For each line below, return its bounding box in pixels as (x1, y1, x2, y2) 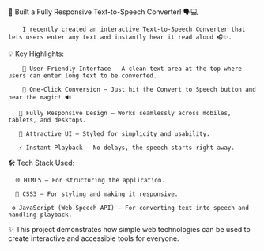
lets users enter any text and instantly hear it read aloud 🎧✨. (8, 33, 232, 41)
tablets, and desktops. (8, 116, 87, 124)
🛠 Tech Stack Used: (8, 158, 75, 167)
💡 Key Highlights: (8, 49, 65, 58)
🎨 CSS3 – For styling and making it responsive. (15, 190, 179, 198)
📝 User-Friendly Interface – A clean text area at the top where (22, 65, 243, 73)
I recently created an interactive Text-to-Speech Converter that (22, 25, 246, 33)
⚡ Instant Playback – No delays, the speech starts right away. (18, 144, 236, 152)
